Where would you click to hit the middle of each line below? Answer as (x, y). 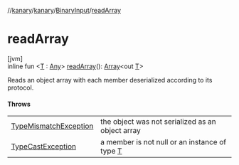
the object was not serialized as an (159, 122)
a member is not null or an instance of (164, 142)
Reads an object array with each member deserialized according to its (110, 80)
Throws (19, 104)
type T (111, 151)
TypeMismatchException (52, 126)
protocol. (21, 87)
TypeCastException (44, 147)
